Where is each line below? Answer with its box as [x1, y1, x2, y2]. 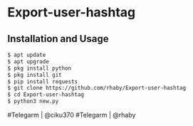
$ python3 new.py [7, 98, 59, 105]
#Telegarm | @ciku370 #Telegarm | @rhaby [7, 111, 136, 119]
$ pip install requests [7, 78, 78, 85]
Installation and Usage [7, 33, 109, 45]
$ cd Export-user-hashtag [7, 91, 84, 98]
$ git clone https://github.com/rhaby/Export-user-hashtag [7, 85, 187, 92]
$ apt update [7, 51, 46, 58]
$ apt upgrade [7, 58, 50, 65]
